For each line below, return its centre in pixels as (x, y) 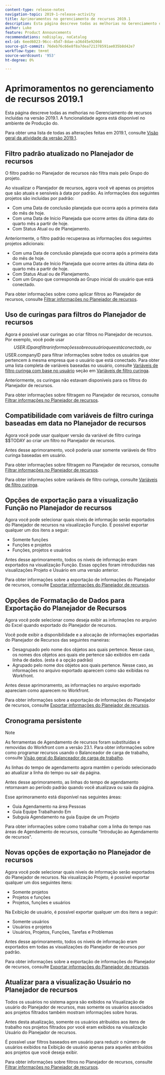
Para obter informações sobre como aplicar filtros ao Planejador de (73, 294)
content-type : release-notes (35, 10)
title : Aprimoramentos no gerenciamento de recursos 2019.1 (68, 19)
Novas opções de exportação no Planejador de (78, 852)
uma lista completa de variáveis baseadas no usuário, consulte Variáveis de (82, 365)
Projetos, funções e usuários (41, 902)
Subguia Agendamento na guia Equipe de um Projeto (66, 817)
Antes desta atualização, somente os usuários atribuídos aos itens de (75, 1022)
